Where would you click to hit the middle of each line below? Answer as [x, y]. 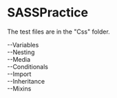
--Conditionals [28, 66]
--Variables [23, 45]
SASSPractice [47, 13]
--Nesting [21, 52]
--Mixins [19, 88]
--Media [19, 59]
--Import [19, 74]
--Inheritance [26, 81]
